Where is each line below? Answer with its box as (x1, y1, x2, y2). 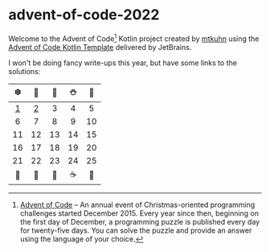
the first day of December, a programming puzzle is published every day (19, 217, 260, 226)
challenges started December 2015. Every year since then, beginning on (19, 208, 260, 218)
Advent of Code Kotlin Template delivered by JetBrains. (8, 42, 192, 52)
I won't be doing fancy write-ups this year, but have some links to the (8, 58, 237, 68)
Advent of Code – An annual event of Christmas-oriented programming (19, 200, 256, 209)
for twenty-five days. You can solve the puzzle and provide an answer (19, 225, 252, 235)
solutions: (8, 66, 41, 76)
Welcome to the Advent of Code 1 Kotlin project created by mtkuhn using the (8, 32, 260, 43)
